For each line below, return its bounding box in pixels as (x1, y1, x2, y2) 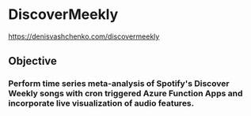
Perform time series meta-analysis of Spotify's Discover (8, 78, 230, 89)
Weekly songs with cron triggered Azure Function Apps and (8, 88, 243, 99)
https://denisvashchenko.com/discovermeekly (8, 32, 160, 41)
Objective (8, 54, 58, 68)
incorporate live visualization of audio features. (8, 98, 195, 109)
